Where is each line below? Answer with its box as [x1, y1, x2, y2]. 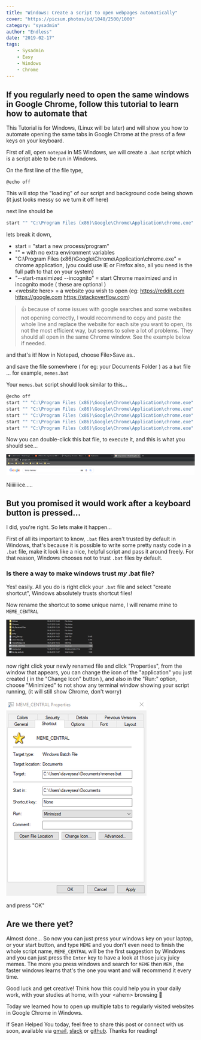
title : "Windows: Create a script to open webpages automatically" [6, 10, 178, 16]
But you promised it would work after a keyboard [6, 498, 191, 509]
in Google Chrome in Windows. [6, 1009, 83, 1017]
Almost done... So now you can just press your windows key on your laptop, [6, 935, 193, 942]
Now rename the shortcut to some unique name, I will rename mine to [6, 601, 178, 608]
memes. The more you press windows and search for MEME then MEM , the [6, 961, 184, 968]
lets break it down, [6, 231, 52, 238]
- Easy [17, 54, 33, 60]
